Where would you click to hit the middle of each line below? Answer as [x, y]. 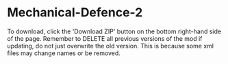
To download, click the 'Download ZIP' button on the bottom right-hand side [114, 31]
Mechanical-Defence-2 [75, 13]
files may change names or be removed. [64, 53]
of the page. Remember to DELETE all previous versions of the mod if [105, 38]
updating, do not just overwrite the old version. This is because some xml [111, 46]
